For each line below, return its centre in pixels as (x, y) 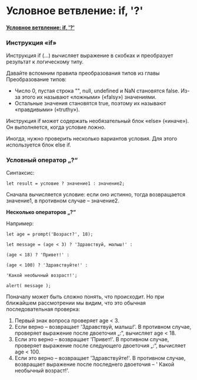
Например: (20, 224)
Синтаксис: (20, 173)
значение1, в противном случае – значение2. (63, 201)
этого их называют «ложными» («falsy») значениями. (89, 97)
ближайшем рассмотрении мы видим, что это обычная (76, 303)
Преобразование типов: (36, 79)
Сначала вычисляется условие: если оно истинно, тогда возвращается (96, 195)
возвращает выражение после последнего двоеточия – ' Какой (94, 364)
